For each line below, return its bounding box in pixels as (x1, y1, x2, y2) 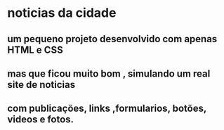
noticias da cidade (7, 5, 117, 21)
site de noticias (7, 79, 76, 91)
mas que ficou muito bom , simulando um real (7, 67, 211, 79)
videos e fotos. (7, 114, 74, 126)
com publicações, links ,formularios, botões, (7, 103, 207, 115)
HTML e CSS (7, 44, 63, 56)
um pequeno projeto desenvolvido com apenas (7, 33, 218, 45)
